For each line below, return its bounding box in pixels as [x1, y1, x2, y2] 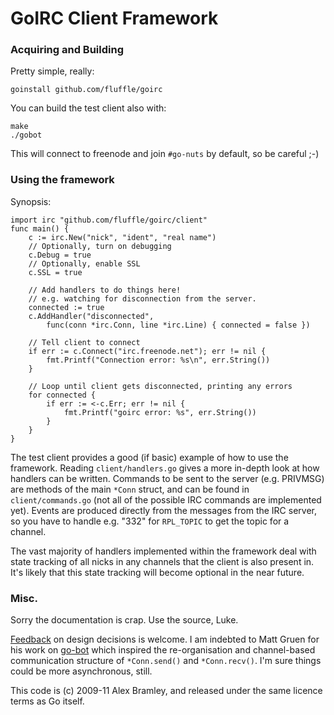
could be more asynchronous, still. [10, 665, 153, 677]
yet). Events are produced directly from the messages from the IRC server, [10, 504, 318, 516]
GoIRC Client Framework [10, 7, 219, 30]
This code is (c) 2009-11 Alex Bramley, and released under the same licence [10, 685, 323, 697]
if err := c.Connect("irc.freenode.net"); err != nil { [28, 346, 267, 356]
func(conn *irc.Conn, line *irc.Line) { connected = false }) [46, 320, 311, 330]
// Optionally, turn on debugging [28, 241, 172, 251]
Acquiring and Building [10, 43, 124, 57]
